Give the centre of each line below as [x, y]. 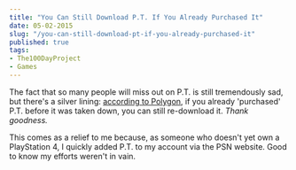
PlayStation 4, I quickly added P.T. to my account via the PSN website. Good [148, 146]
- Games [23, 67]
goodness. [29, 120]
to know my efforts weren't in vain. [72, 156]
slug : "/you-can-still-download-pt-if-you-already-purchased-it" [132, 34]
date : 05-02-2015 [41, 26]
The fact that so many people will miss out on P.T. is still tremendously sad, [146, 92]
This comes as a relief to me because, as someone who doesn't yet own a [144, 137]
